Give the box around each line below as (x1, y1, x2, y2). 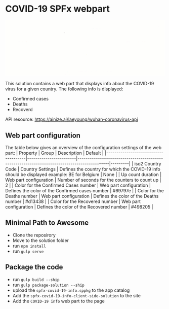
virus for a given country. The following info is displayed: (5, 86, 123, 92)
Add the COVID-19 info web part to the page (12, 298, 105, 304)
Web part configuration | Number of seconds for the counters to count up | (5, 177, 161, 183)
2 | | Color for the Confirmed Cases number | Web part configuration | (5, 182, 151, 188)
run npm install (12, 243, 47, 249)
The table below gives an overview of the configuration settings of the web (5, 144, 162, 150)
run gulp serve (12, 248, 44, 254)
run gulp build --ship (12, 276, 60, 282)
